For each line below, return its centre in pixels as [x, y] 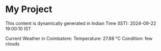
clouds [12, 43]
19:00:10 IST [18, 28]
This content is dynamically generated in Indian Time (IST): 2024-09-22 [81, 23]
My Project [29, 9]
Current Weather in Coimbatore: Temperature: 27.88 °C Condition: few [79, 38]
